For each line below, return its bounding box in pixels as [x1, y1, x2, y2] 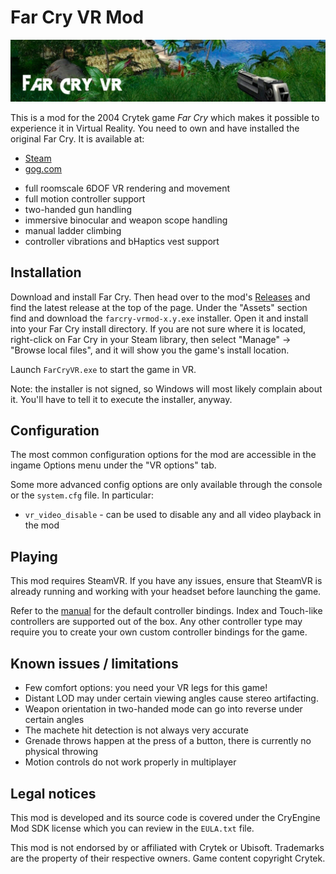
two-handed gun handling [24, 203, 132, 215]
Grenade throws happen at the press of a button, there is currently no [24, 735, 312, 747]
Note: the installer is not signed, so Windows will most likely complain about [10, 382, 323, 395]
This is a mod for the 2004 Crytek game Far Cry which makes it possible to [10, 111, 320, 123]
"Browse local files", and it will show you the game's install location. [10, 344, 290, 356]
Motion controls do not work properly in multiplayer [24, 756, 237, 768]
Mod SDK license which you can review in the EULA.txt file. [10, 822, 255, 834]
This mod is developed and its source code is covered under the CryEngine [10, 811, 321, 823]
